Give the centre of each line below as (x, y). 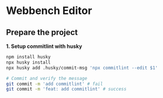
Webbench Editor (49, 11)
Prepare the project (42, 32)
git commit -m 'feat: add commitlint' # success (66, 89)
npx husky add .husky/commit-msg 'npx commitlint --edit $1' (82, 68)
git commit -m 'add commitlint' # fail (55, 84)
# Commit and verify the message (47, 78)
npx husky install (28, 62)
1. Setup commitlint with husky (44, 46)
